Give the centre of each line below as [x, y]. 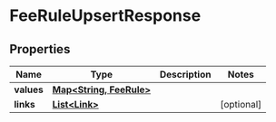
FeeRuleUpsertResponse [105, 16]
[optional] [241, 104]
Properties [40, 49]
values [29, 89]
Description [185, 75]
